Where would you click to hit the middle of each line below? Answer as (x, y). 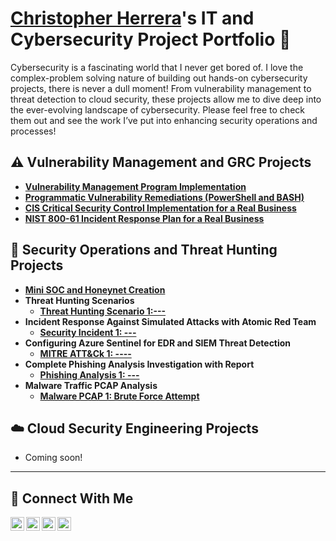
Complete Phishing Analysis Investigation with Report (139, 364)
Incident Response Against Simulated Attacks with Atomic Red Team (170, 321)
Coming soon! (53, 458)
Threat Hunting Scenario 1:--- (103, 311)
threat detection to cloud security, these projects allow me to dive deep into (166, 99)
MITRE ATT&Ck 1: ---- (85, 353)
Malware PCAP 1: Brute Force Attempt (119, 396)
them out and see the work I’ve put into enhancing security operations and (164, 120)
